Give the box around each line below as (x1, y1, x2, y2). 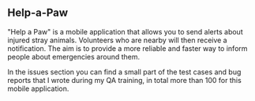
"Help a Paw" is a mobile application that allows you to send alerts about (7, 27, 243, 36)
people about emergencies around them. (7, 52, 141, 61)
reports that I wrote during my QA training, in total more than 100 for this (7, 75, 242, 85)
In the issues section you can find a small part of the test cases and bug (7, 67, 242, 77)
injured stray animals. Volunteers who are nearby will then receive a (7, 35, 227, 45)
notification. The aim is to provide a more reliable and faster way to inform (7, 43, 248, 53)
